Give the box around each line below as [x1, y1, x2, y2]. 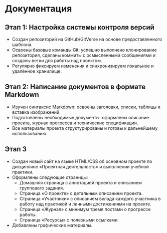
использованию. [12, 130, 48, 136]
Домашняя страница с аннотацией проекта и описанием [19, 179, 142, 185]
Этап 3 [5, 145, 27, 153]
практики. [12, 169, 34, 175]
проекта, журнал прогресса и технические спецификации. [12, 120, 138, 126]
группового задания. [19, 185, 64, 191]
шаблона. [12, 42, 33, 48]
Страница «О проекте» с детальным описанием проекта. [19, 190, 143, 196]
